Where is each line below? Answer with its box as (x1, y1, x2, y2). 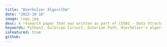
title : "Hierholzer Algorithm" (5, 7, 70, 12)
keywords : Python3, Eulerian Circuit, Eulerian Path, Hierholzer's (5, 25, 148, 30)
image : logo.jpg (5, 16, 39, 21)
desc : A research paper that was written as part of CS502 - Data (5, 21, 146, 26)
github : (5, 35, 21, 40)
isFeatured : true (5, 30, 41, 35)
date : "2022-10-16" (5, 12, 46, 17)
